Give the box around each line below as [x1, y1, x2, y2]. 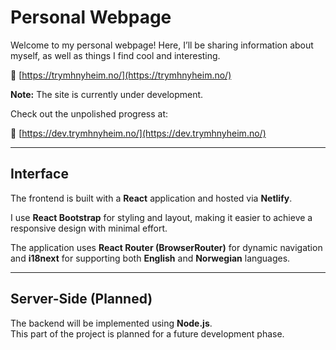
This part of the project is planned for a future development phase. [10, 327, 285, 340]
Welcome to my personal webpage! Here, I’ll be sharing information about [10, 39, 314, 51]
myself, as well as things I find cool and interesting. [10, 49, 221, 61]
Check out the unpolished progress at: [10, 107, 169, 120]
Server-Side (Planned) [10, 291, 153, 308]
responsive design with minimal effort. [10, 222, 168, 234]
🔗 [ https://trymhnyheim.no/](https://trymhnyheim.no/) [10, 69, 232, 81]
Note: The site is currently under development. [10, 88, 204, 100]
